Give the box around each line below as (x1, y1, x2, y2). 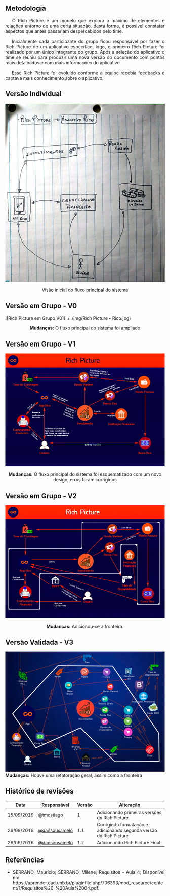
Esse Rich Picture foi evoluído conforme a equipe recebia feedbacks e (12, 70, 165, 76)
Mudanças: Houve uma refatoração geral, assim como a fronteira (5, 772, 143, 778)
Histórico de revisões (5, 787, 74, 796)
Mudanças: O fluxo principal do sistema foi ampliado (29, 325, 141, 331)
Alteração (119, 802, 141, 808)
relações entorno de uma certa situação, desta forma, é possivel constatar (5, 23, 165, 29)
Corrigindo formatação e (97, 821, 148, 828)
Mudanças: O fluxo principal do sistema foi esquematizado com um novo (8, 471, 162, 477)
